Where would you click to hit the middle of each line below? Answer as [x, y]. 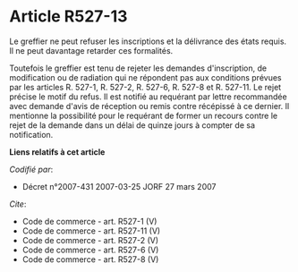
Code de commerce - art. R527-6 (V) [90, 250]
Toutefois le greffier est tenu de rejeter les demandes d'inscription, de [138, 68]
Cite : [18, 204]
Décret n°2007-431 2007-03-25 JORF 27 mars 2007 [119, 186]
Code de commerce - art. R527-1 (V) [89, 221]
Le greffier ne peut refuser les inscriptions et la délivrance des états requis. [148, 41]
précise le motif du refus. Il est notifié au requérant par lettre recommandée [149, 97]
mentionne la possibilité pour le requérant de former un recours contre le [144, 115]
